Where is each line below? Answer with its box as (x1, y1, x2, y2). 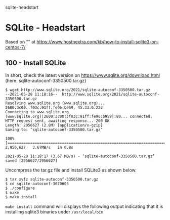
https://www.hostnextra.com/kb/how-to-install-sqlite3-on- (36, 38, 159, 45)
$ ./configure (5, 186, 35, 191)
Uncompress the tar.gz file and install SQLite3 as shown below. (5, 167, 137, 173)
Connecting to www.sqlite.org (5, 109, 69, 114)
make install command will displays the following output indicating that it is (5, 203, 163, 209)
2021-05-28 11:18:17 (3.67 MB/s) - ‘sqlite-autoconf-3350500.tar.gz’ (5, 154, 155, 159)
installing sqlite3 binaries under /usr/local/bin (5, 208, 104, 214)
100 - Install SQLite (5, 59, 66, 67)
